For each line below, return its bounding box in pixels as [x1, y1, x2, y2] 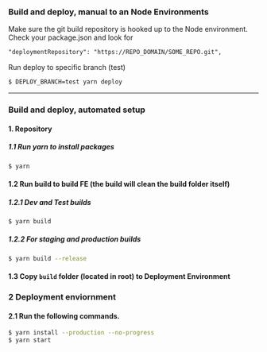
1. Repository [8, 124, 52, 133]
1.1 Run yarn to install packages [8, 142, 115, 152]
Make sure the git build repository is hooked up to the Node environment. [8, 25, 248, 34]
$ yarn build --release [8, 254, 87, 262]
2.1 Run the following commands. [8, 311, 121, 320]
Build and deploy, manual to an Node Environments [8, 6, 209, 17]
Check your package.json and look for [8, 33, 133, 42]
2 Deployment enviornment [8, 292, 117, 303]
